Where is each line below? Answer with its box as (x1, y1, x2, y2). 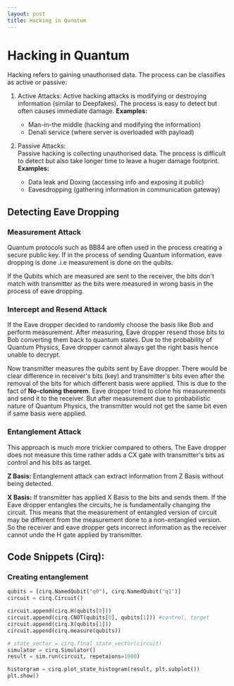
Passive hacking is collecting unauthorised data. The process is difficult (17, 149, 226, 158)
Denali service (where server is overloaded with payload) (27, 128, 195, 136)
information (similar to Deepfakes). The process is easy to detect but (17, 100, 217, 108)
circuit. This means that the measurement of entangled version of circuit (7, 508, 217, 516)
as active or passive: (7, 78, 67, 87)
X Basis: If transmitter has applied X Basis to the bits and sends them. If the (7, 492, 227, 502)
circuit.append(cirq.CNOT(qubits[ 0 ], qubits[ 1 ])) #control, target (7, 614, 210, 622)
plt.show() (7, 673, 39, 680)
